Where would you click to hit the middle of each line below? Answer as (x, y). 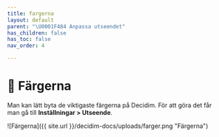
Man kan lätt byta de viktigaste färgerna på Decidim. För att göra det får (109, 105)
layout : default (30, 20)
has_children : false (37, 33)
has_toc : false (29, 39)
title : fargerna (30, 13)
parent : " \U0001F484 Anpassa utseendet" (67, 26)
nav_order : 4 (26, 46)
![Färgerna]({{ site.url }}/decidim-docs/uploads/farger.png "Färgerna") (108, 126)
